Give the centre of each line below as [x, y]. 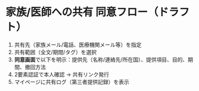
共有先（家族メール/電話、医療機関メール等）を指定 [78, 45]
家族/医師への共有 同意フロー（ [82, 12]
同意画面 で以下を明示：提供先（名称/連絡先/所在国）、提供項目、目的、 [101, 59]
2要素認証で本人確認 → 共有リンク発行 [62, 74]
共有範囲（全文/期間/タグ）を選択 [55, 52]
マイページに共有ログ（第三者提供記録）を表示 [71, 81]
